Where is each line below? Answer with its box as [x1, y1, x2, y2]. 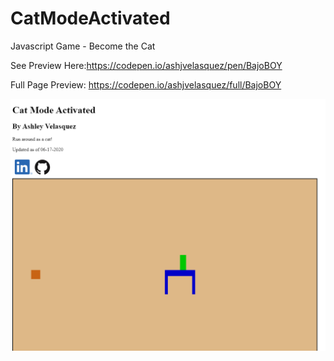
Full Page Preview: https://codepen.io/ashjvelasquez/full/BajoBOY [10, 78, 282, 91]
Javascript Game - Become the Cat [10, 40, 156, 52]
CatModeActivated [10, 7, 171, 30]
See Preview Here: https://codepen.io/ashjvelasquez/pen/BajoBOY [10, 59, 283, 71]
